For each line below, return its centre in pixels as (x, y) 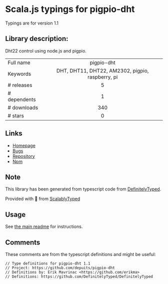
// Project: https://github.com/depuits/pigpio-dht (60, 268)
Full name (19, 62)
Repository (23, 156)
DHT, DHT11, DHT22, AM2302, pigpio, (102, 70)
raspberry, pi (102, 77)
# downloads (23, 107)
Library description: (37, 39)
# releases (20, 85)
